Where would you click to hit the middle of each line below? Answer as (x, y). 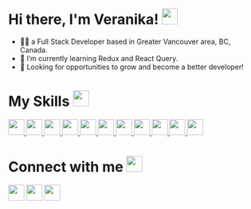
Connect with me (66, 167)
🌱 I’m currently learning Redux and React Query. (99, 58)
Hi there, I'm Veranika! (84, 19)
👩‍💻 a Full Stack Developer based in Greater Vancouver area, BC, (125, 41)
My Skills (39, 101)
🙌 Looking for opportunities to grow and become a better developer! (132, 67)
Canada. (33, 50)
